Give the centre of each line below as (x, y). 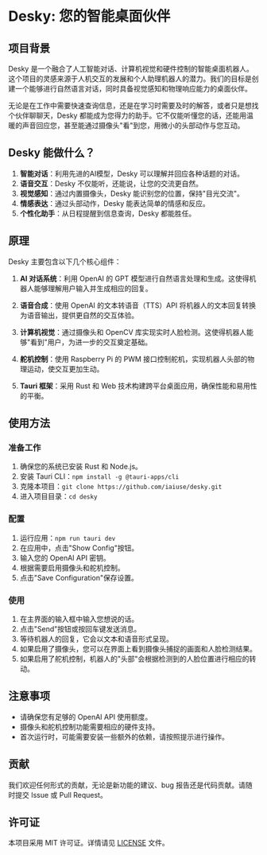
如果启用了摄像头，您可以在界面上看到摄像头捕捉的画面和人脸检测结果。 (138, 648)
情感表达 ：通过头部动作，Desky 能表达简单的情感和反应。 (114, 203)
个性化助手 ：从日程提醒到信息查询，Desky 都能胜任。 (108, 213)
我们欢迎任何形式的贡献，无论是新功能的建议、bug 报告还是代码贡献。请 (127, 785)
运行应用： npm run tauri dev (68, 538)
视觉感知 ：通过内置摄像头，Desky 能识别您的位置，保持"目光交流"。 (132, 193)
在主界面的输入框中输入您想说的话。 (79, 619)
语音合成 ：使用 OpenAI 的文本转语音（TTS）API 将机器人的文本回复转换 (138, 305)
